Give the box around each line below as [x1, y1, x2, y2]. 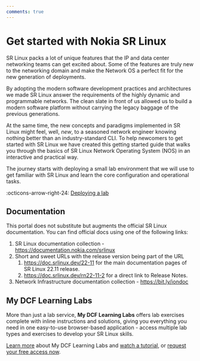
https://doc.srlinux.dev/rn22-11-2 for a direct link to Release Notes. [23, 272, 188, 279]
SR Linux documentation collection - [14, 240, 104, 248]
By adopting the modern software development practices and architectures [6, 85, 192, 92]
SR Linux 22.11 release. [23, 266, 80, 273]
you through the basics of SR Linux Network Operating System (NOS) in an [6, 147, 190, 154]
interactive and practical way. [6, 153, 79, 161]
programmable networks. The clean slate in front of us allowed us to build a [6, 97, 192, 104]
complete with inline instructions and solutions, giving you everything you [6, 317, 187, 325]
